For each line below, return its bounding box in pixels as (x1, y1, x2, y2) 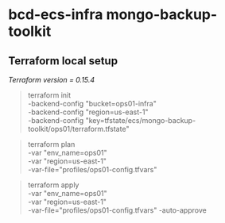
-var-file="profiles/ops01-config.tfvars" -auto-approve (27, 206, 207, 215)
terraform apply (27, 180, 80, 190)
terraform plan (27, 140, 76, 148)
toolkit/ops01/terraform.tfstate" (27, 125, 130, 133)
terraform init (27, 90, 72, 100)
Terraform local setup (8, 54, 118, 67)
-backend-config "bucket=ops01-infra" (27, 99, 157, 108)
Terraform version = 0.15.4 (8, 75, 95, 84)
